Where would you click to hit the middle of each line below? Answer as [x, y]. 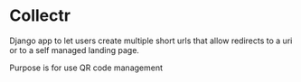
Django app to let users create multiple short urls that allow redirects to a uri [151, 41]
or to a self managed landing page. [75, 50]
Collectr [40, 16]
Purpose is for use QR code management [86, 68]
